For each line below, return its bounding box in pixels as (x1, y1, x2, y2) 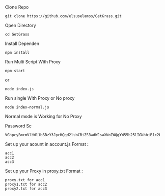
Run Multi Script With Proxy (5, 59, 61, 65)
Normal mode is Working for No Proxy (5, 114, 82, 119)
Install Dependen (5, 40, 39, 46)
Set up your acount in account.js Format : (5, 141, 89, 147)
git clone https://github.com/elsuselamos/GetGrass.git (5, 14, 122, 19)
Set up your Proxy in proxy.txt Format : (5, 168, 83, 174)
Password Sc (5, 123, 32, 129)
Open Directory (5, 22, 36, 28)
